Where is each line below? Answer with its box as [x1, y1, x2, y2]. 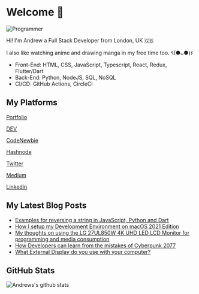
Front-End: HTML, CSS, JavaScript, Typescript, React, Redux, [14, 61, 167, 68]
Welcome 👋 [6, 5, 64, 19]
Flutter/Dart [14, 67, 44, 74]
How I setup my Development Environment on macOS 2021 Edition [14, 223, 180, 230]
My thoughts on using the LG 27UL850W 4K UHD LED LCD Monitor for [14, 229, 190, 236]
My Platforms [6, 98, 58, 108]
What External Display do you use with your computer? [14, 248, 151, 255]
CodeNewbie [6, 137, 39, 144]
